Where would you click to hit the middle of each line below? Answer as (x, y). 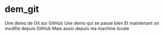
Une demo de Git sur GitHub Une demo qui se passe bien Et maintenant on (82, 23)
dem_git (22, 9)
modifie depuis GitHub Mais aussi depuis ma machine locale (67, 28)
